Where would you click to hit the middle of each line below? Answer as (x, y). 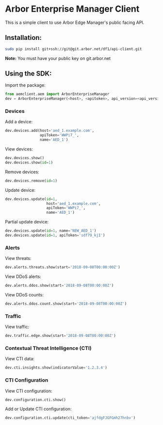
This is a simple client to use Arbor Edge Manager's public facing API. (75, 22)
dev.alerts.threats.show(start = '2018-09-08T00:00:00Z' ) (63, 267)
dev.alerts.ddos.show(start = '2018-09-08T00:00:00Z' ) (59, 286)
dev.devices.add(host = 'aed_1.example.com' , (50, 131)
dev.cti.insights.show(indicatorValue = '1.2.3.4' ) (56, 368)
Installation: (24, 38)
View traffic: (17, 327)
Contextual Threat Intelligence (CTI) (49, 348)
